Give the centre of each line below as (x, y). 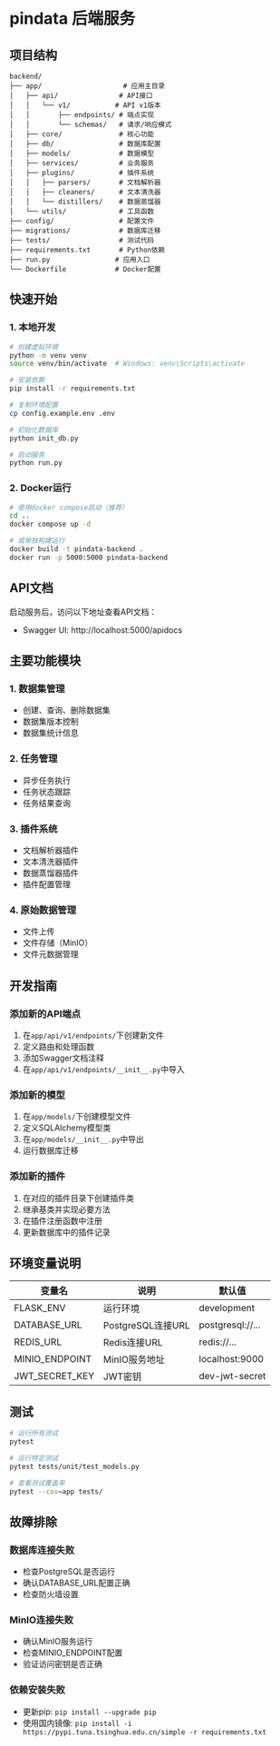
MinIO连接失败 (42, 1620)
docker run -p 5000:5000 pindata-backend (89, 557)
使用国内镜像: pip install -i (77, 1722)
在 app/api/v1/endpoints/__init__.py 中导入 (103, 1069)
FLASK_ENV (40, 1308)
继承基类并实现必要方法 (66, 1209)
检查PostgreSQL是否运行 (69, 1572)
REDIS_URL (38, 1342)
